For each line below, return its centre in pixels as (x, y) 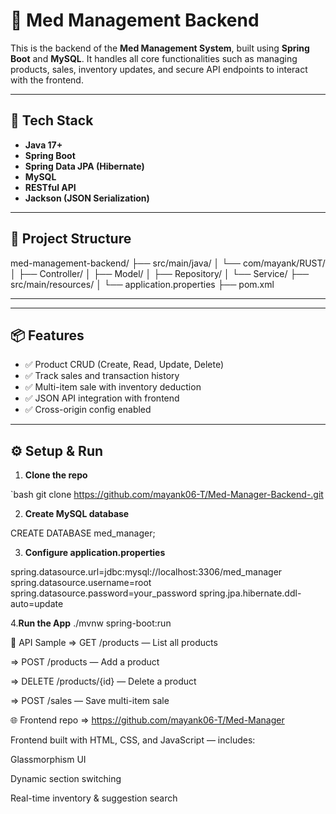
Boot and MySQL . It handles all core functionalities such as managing (154, 58)
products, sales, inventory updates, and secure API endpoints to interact (159, 69)
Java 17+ (43, 145)
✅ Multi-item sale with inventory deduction (113, 387)
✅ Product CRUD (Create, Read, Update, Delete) (124, 365)
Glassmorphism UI (48, 760)
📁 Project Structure (71, 239)
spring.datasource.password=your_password (104, 593)
